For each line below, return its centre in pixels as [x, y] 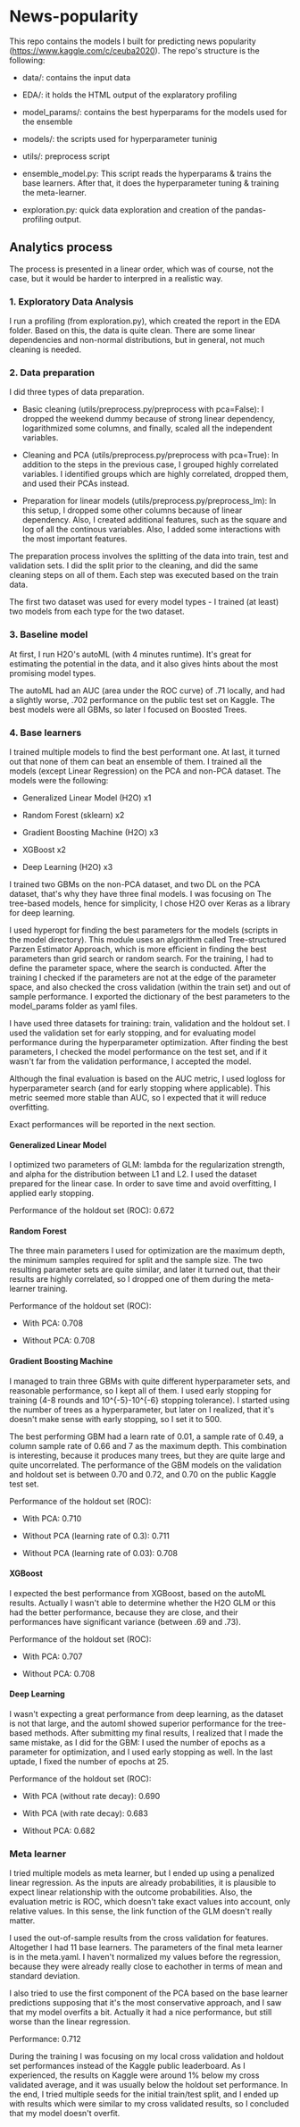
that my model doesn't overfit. [65, 2114]
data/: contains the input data [76, 77]
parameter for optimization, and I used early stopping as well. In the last [141, 1752]
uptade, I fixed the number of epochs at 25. [89, 1761]
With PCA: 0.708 [52, 1323]
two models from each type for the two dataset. [97, 611]
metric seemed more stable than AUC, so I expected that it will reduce [138, 1097]
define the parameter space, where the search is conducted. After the [138, 967]
